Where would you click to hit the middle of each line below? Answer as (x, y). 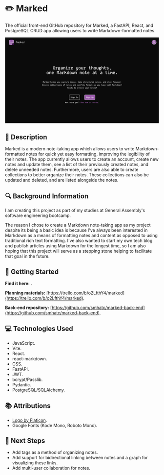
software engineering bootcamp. (38, 215)
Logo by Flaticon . (30, 420)
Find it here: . (19, 283)
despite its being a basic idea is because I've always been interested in (76, 230)
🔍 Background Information (47, 196)
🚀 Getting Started (32, 272)
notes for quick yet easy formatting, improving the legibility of (88, 154)
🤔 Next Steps (25, 440)
